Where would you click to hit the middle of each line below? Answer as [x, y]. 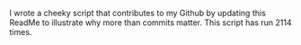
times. [21, 32]
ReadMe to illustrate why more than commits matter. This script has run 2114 [150, 22]
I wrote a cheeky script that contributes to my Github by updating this [138, 13]
